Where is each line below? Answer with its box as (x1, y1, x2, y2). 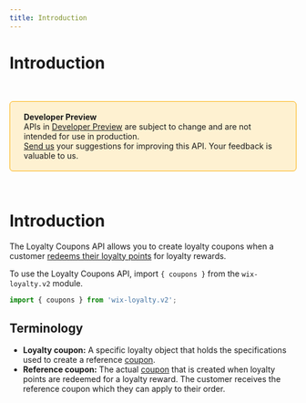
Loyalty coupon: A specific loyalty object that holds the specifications (22, 345, 287, 356)
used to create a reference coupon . (22, 355, 157, 366)
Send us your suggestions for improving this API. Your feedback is (24, 140, 273, 151)
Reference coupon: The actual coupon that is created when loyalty (22, 364, 276, 375)
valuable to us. (24, 150, 79, 160)
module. (52, 277, 84, 288)
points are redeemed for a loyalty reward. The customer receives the (22, 374, 281, 385)
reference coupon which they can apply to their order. (22, 384, 226, 395)
